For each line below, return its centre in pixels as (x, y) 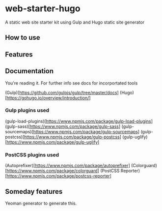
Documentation (29, 71)
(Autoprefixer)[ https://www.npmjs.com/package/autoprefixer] (67, 166)
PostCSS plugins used (32, 154)
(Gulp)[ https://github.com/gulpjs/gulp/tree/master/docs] (62, 92)
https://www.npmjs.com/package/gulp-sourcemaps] (86, 131)
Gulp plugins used (27, 110)
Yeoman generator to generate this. (41, 203)
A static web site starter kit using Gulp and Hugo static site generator (75, 22)
